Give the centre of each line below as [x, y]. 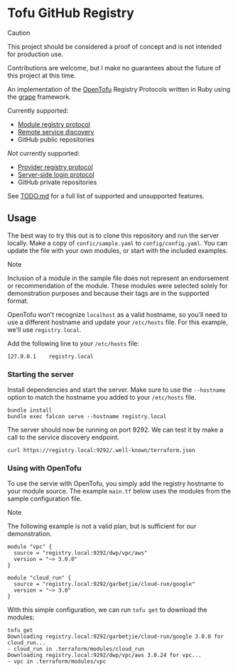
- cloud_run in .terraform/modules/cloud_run [76, 649]
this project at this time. [42, 75]
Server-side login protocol [56, 174]
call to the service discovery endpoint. [63, 437]
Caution [19, 33]
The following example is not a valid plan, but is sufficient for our [102, 526]
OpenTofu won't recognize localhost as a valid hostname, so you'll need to [117, 314]
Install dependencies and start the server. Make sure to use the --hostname [117, 390]
